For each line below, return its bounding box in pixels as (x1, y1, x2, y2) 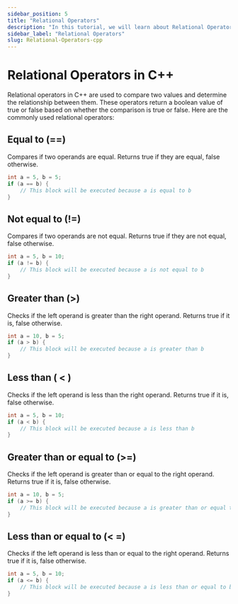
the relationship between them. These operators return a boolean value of (7, 98, 223, 107)
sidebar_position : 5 (7, 10, 69, 18)
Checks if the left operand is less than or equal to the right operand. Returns (7, 549, 229, 558)
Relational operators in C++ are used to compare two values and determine (7, 91, 227, 99)
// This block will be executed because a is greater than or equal (20, 504, 227, 511)
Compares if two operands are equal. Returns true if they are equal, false (7, 152, 220, 161)
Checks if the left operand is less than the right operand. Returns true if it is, (7, 390, 229, 399)
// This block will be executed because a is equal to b (20, 187, 192, 194)
